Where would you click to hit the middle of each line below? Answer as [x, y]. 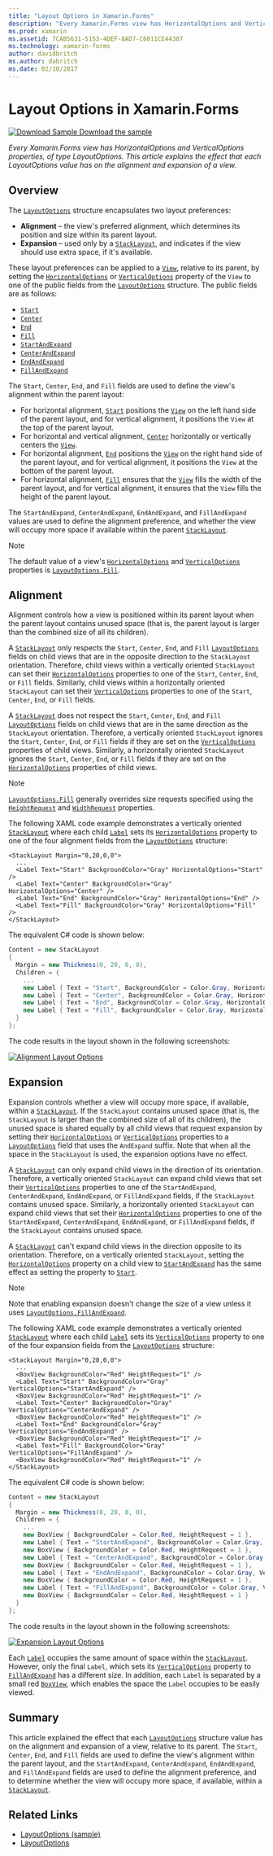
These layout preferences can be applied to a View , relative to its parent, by [134, 267]
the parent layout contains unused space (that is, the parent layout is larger [134, 624]
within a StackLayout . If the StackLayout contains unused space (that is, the [134, 1110]
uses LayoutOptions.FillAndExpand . [68, 1312]
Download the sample [116, 132]
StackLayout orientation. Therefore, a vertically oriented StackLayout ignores [136, 733]
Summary [34, 1718]
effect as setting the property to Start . [73, 1272]
